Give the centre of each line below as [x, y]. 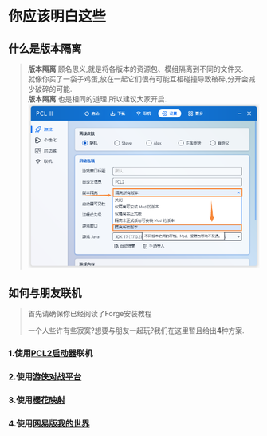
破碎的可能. [53, 89]
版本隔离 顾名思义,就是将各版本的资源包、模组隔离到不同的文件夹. [135, 69]
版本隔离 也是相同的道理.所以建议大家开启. [97, 99]
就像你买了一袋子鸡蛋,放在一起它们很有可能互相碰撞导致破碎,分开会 [138, 79]
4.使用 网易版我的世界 [49, 423]
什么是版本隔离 [45, 48]
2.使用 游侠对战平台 [45, 376]
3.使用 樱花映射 [37, 400]
